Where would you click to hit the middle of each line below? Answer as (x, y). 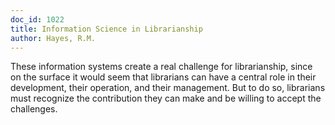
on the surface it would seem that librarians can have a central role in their (163, 77)
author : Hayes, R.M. (53, 38)
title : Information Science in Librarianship (106, 29)
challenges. (34, 109)
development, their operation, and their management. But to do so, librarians (168, 88)
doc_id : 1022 (37, 19)
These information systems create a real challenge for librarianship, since (161, 67)
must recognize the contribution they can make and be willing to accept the (166, 98)
